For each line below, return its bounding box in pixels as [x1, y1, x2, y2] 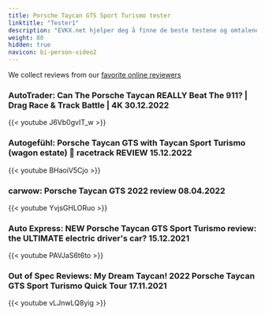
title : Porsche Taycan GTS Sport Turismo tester [8, 11, 171, 20]
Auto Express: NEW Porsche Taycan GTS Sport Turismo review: [8, 222, 257, 233]
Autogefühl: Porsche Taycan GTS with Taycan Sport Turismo [8, 138, 246, 149]
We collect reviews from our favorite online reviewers [8, 70, 181, 79]
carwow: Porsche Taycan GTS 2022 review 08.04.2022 [8, 185, 226, 196]
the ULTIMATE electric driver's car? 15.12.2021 [8, 233, 190, 244]
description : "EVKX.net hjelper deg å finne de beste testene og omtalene [8, 26, 259, 34]
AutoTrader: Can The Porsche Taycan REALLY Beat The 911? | [8, 89, 248, 101]
